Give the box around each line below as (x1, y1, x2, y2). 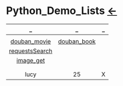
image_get (16, 56, 45, 64)
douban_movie (10, 37, 51, 45)
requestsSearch (9, 47, 52, 55)
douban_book (58, 37, 96, 45)
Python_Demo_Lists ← (6, 4, 118, 18)
